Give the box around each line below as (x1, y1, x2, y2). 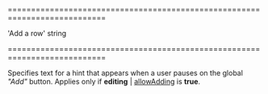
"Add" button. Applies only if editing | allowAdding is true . (7, 77, 201, 86)
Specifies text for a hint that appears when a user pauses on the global (7, 68, 244, 77)
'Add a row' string (7, 29, 67, 38)
